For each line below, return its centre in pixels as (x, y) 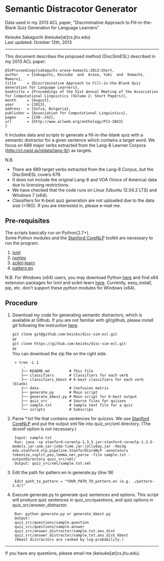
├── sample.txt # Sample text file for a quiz (77, 405)
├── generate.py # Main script (59, 392)
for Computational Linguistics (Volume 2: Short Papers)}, (66, 96)
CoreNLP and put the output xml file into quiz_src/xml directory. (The (81, 424)
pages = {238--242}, (30, 117)
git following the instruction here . (45, 325)
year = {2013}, (26, 104)
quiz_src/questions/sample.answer (50, 527)
